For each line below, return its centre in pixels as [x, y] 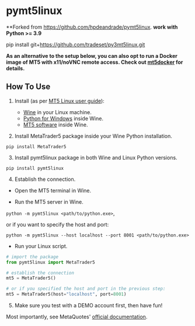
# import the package [32, 257]
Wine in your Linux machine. [57, 112]
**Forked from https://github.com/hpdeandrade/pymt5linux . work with [92, 27]
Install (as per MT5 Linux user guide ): [60, 101]
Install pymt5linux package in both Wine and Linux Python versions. [96, 157]
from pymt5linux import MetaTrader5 [51, 262]
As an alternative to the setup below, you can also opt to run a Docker [92, 56]
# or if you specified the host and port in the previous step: [86, 289]
